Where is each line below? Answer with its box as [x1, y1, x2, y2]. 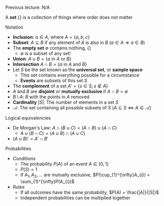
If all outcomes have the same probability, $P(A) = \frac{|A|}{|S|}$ [20, 189, 159, 195]
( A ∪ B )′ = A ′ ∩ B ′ [12, 135, 48, 142]
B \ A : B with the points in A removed [12, 94, 90, 100]
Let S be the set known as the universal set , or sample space [12, 66, 143, 73]
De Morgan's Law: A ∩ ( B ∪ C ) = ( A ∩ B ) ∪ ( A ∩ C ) [12, 125, 117, 131]
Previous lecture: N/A [5, 5, 50, 10]
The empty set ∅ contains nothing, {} [12, 45, 91, 51]
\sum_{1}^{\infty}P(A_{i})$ [20, 178, 75, 185]
